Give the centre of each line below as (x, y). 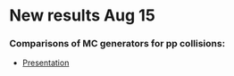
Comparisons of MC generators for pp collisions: (117, 44)
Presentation (46, 63)
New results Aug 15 (83, 16)
